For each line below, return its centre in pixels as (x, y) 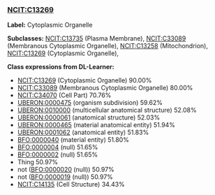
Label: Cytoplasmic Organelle (50, 25)
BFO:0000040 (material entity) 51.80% (73, 140)
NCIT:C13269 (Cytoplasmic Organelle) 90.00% (84, 80)
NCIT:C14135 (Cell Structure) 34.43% (71, 185)
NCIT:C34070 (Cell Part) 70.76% (64, 95)
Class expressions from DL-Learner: (61, 67)
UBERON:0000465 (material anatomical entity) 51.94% (96, 125)
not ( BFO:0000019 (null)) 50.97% (65, 177)
